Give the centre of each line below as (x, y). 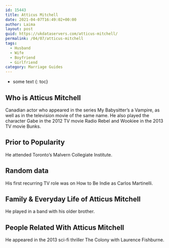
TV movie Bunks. (23, 126)
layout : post (19, 29)
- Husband (20, 48)
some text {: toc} (30, 82)
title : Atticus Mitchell (32, 15)
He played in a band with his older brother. (50, 211)
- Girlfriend (24, 62)
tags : (11, 43)
